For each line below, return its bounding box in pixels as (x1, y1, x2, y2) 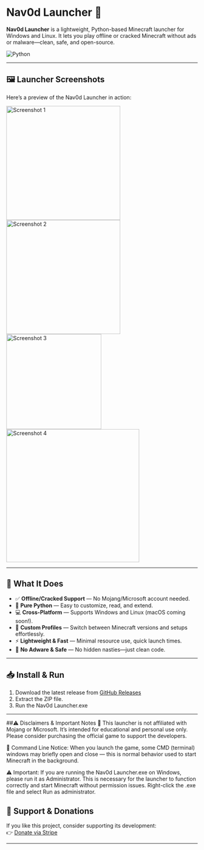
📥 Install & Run (6, 669, 65, 680)
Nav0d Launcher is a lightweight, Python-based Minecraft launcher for (6, 26, 185, 33)
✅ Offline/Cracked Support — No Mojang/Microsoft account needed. (15, 594, 190, 602)
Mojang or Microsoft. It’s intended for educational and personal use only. (6, 726, 188, 733)
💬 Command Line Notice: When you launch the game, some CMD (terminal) (6, 744, 195, 751)
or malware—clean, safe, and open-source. (6, 38, 115, 46)
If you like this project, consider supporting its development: (6, 822, 157, 829)
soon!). (15, 617, 33, 624)
